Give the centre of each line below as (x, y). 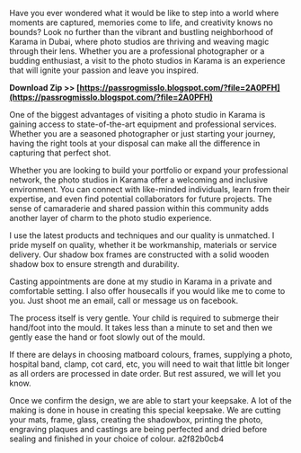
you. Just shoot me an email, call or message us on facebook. (124, 301)
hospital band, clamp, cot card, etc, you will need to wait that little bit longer (150, 364)
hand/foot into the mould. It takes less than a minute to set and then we (141, 328)
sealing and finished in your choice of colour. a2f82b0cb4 (117, 439)
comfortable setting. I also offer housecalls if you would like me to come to (147, 291)
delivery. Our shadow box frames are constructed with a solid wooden (139, 254)
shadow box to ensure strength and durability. (94, 264)
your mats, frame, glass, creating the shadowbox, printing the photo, (136, 420)
